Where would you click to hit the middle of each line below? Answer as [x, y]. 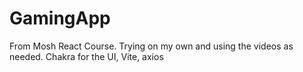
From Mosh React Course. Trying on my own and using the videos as [151, 46]
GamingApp [60, 18]
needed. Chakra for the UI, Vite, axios [86, 56]
